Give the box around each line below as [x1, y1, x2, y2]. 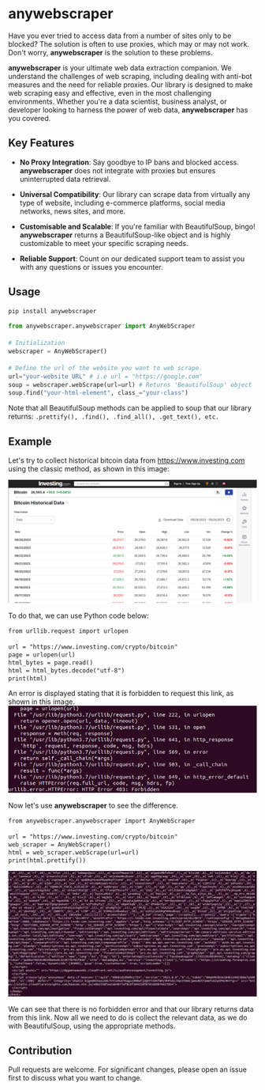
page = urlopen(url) [8, 651, 77, 659]
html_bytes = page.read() [8, 659, 93, 667]
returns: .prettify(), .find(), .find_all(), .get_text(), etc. [8, 412, 219, 422]
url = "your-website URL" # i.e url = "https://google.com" [8, 373, 203, 380]
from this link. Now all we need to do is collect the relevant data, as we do [8, 1012, 248, 1022]
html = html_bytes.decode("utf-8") [8, 667, 125, 675]
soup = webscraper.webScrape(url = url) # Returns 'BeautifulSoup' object [8, 380, 252, 388]
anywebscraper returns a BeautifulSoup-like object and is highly [19, 230, 231, 240]
